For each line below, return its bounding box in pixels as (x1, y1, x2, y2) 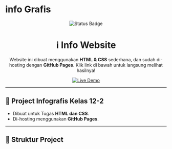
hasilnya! (76, 67, 96, 73)
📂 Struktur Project (5, 135, 64, 144)
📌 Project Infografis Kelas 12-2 (5, 97, 104, 106)
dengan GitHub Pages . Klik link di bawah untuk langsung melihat (26, 62, 163, 68)
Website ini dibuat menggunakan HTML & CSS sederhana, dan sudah (9, 56, 156, 62)
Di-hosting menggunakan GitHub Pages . (12, 116, 99, 122)
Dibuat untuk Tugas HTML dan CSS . (12, 110, 90, 116)
